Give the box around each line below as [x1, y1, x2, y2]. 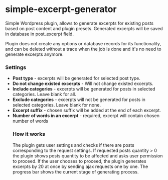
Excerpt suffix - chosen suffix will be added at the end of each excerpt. [12, 107, 161, 114]
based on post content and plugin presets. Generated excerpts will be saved [5, 25, 163, 31]
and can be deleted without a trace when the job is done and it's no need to [5, 46, 161, 52]
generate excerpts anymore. [5, 51, 64, 57]
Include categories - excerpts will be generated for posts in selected [12, 86, 155, 92]
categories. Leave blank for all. [12, 92, 77, 98]
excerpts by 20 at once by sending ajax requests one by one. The [12, 163, 148, 169]
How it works [12, 131, 46, 138]
